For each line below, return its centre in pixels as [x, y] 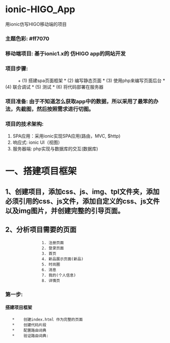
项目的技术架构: [24, 124]
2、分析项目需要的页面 [41, 230]
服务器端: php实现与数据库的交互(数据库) [55, 149]
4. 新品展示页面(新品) [63, 259]
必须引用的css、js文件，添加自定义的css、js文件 [82, 201]
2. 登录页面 [53, 248]
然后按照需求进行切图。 [65, 109]
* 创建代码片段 [29, 325]
